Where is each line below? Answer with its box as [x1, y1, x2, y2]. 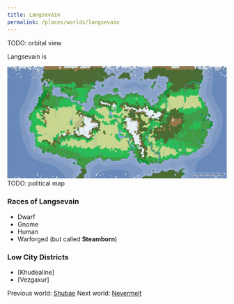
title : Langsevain [7, 11, 61, 18]
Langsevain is [7, 52, 47, 61]
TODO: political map [7, 179, 65, 188]
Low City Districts [7, 252, 69, 261]
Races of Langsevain [7, 197, 79, 206]
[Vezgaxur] [17, 275, 50, 284]
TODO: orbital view [7, 38, 62, 47]
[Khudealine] [17, 268, 54, 276]
